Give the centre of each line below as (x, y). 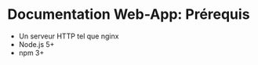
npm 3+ (31, 52)
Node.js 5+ (36, 44)
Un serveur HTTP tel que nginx (69, 36)
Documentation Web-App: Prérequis (129, 14)
